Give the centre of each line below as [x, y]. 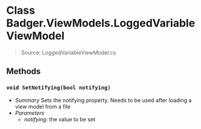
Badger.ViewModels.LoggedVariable [101, 23]
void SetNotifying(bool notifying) [59, 88]
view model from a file [43, 106]
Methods [24, 72]
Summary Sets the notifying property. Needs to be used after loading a [103, 100]
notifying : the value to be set [59, 119]
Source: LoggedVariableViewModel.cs [69, 52]
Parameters [30, 113]
